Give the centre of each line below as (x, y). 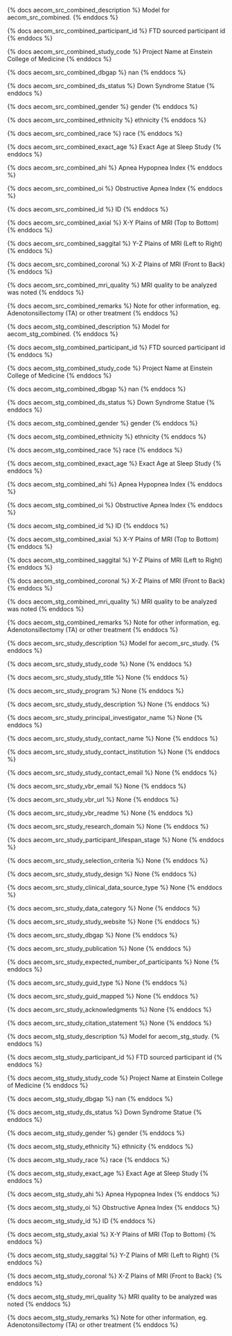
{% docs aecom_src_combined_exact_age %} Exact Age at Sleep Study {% (114, 147)
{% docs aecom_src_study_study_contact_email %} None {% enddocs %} (112, 773)
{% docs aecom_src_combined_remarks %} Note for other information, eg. (114, 306)
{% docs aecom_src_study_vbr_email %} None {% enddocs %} (97, 786)
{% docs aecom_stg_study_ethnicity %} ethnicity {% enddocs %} (100, 1146)
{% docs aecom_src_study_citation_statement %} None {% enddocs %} (110, 1023)
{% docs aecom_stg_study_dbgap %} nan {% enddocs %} (90, 1099)
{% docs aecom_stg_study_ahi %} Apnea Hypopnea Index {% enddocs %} (114, 1194)
